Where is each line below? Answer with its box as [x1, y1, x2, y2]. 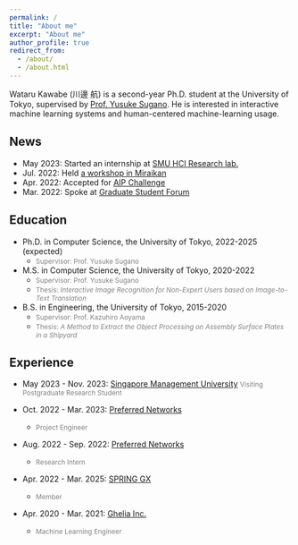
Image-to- [255, 285, 288, 294]
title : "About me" [9, 21, 78, 30]
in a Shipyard [35, 330, 78, 340]
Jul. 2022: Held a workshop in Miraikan [21, 167, 167, 178]
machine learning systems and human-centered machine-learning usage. [9, 108, 279, 119]
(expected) [21, 245, 63, 256]
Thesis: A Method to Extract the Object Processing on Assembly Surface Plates [35, 321, 285, 331]
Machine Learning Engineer [35, 527, 122, 537]
